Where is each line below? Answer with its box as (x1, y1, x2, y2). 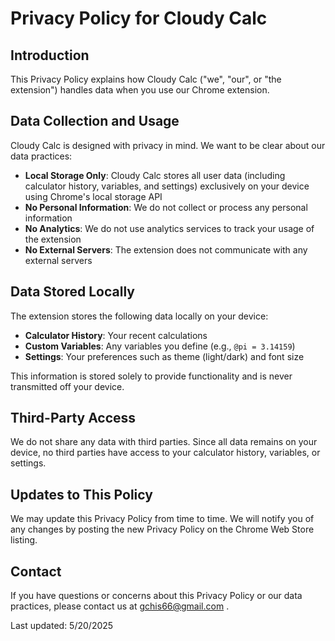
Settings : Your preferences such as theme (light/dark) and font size (24, 350, 305, 362)
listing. (10, 534, 38, 546)
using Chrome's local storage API (24, 190, 163, 202)
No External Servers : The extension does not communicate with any (24, 243, 308, 256)
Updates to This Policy (10, 486, 153, 503)
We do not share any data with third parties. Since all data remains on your (10, 436, 318, 448)
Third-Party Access (10, 410, 137, 427)
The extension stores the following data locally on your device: (10, 310, 269, 322)
